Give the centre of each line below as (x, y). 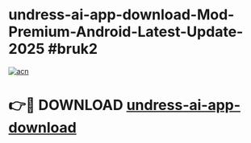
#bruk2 (73, 49)
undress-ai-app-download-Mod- (121, 15)
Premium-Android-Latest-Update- (126, 32)
